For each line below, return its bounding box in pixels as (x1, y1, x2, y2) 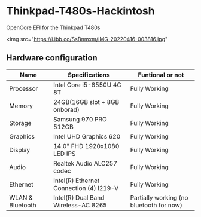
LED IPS (53, 149, 76, 158)
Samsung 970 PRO (53, 115, 107, 123)
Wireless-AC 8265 (53, 201, 108, 209)
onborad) (53, 105, 80, 114)
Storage (9, 118, 32, 127)
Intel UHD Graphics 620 (53, 132, 121, 140)
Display (9, 145, 31, 154)
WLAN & (9, 193, 33, 201)
